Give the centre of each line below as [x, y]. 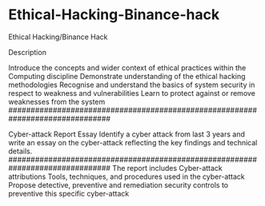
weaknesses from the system [57, 101]
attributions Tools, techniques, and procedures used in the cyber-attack [127, 176]
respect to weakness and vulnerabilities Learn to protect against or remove [132, 93]
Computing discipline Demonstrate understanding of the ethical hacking [127, 76]
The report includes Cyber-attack [167, 168]
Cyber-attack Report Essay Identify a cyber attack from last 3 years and [127, 134]
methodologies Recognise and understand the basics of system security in [132, 85]
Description [27, 52]
